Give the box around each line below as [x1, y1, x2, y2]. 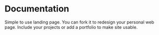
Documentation [4, 3, 70, 14]
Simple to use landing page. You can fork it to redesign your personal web [4, 19, 155, 25]
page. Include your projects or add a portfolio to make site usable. [4, 24, 138, 30]
